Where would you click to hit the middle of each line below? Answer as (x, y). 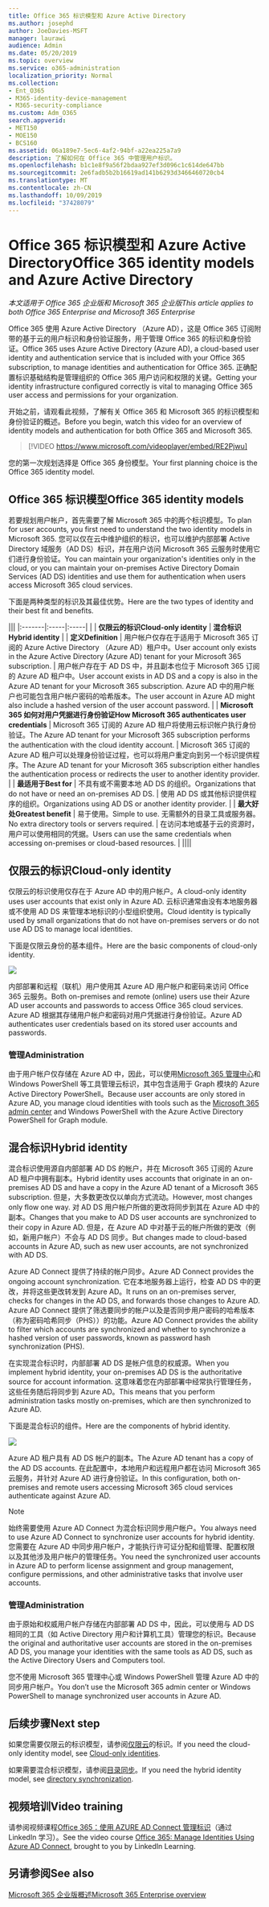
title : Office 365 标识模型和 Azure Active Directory (97, 16)
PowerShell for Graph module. (58, 1120)
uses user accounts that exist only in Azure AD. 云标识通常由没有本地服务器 (133, 901)
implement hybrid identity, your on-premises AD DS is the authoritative (125, 1372)
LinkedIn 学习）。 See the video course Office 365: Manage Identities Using (131, 1837)
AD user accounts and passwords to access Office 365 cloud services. (126, 1006)
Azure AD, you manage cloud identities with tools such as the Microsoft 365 (134, 1103)
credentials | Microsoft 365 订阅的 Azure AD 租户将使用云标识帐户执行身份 (132, 725)
